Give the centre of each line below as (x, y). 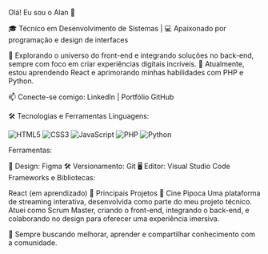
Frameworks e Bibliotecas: (52, 177)
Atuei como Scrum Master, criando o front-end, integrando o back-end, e (129, 210)
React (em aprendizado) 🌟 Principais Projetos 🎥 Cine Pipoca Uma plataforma (134, 193)
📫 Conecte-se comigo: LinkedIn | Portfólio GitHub (91, 97)
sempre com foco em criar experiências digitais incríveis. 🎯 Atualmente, (126, 64)
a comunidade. (33, 243)
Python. (21, 81)
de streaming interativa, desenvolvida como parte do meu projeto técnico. (130, 202)
